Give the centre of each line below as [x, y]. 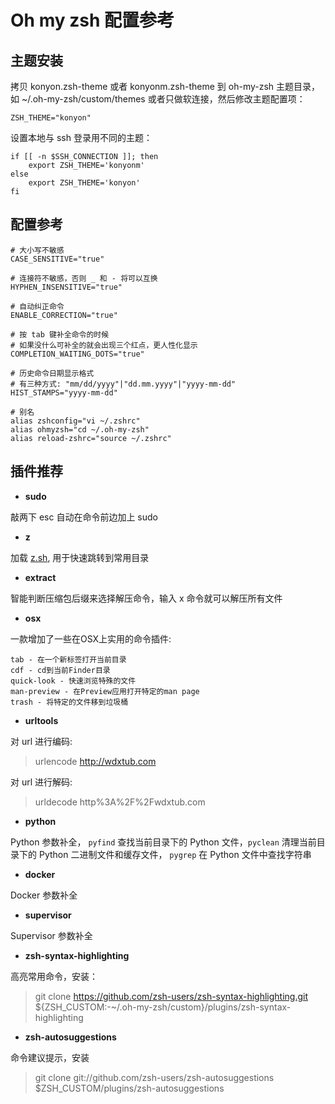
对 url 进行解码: [41, 782]
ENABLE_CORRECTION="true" [64, 315]
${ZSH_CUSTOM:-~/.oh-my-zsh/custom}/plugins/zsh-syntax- [163, 1007]
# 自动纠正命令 [37, 306]
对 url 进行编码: [41, 741]
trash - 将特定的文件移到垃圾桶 [69, 702]
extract [40, 577]
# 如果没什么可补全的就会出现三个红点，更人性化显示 [104, 345]
